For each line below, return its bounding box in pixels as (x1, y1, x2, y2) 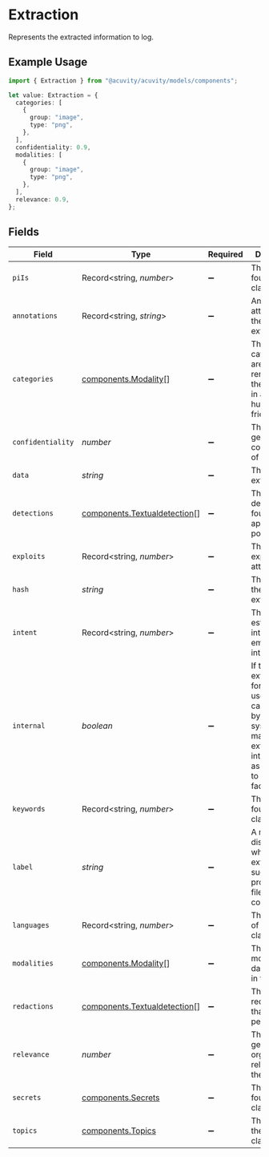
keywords (12, 804, 46, 814)
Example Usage (8, 55, 88, 69)
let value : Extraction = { (8, 91, 98, 99)
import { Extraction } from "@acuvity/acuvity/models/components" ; (8, 76, 239, 85)
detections (12, 509, 54, 518)
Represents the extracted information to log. (8, 32, 155, 42)
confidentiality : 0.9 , (15, 143, 91, 152)
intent (12, 628, 38, 637)
